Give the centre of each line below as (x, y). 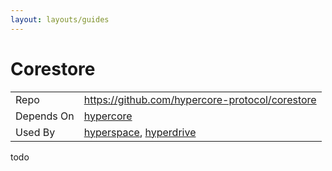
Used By (35, 132)
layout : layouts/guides (60, 19)
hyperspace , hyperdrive (140, 132)
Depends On (45, 116)
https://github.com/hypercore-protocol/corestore (200, 99)
